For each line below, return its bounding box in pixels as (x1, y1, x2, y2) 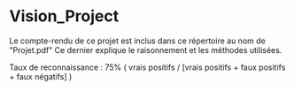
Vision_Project (9, 6, 120, 27)
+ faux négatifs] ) (9, 71, 73, 81)
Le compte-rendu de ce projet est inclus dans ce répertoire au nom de (9, 35, 266, 46)
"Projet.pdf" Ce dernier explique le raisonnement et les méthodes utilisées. (9, 44, 282, 55)
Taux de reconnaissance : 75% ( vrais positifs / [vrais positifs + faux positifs (9, 62, 286, 72)
